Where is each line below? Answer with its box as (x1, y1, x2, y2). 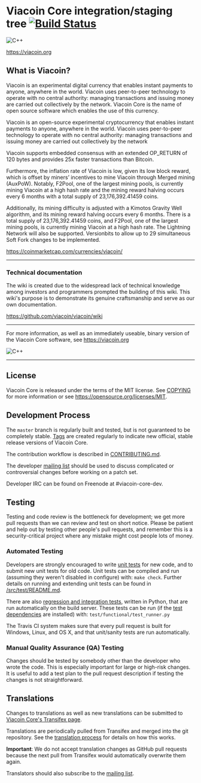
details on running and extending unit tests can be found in (6, 579, 151, 587)
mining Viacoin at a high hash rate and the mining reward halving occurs (6, 186, 184, 193)
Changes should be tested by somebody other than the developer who (6, 657, 181, 664)
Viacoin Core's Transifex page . (6, 715, 83, 723)
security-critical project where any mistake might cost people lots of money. (6, 532, 194, 539)
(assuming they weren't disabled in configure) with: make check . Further (6, 573, 182, 581)
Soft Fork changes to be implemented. (6, 236, 100, 243)
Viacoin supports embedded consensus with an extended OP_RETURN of (6, 149, 187, 156)
